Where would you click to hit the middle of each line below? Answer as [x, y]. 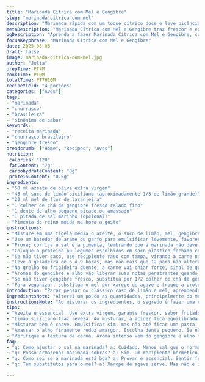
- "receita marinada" [34, 131]
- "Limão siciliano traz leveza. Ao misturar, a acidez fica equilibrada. [103, 319]
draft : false [23, 52]
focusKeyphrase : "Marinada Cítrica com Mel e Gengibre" [79, 40]
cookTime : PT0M [26, 75]
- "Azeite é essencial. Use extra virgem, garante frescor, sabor [92, 313]
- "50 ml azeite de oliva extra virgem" [59, 188]
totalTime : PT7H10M [31, 80]
